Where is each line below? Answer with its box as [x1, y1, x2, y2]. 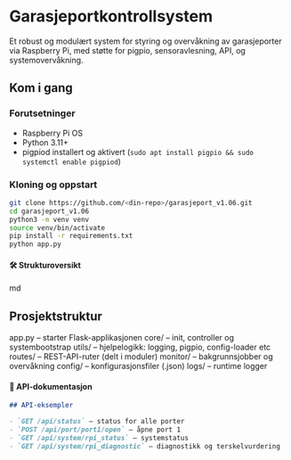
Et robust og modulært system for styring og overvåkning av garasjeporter [9, 36, 282, 46]
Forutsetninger [9, 107, 76, 119]
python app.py [9, 240, 62, 249]
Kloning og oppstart [9, 178, 98, 191]
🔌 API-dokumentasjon [9, 381, 93, 391]
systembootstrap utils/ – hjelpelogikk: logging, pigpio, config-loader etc [9, 341, 271, 353]
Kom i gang [9, 80, 73, 95]
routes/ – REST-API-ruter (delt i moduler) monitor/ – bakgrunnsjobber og [9, 351, 273, 362]
